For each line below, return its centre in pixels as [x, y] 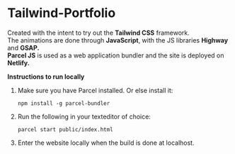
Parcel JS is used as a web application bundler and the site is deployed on [116, 55]
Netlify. [18, 62]
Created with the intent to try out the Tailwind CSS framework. [98, 33]
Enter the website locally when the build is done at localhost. [106, 143]
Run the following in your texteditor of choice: [84, 116]
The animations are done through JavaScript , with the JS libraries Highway [118, 40]
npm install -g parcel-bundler [64, 103]
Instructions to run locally [46, 77]
